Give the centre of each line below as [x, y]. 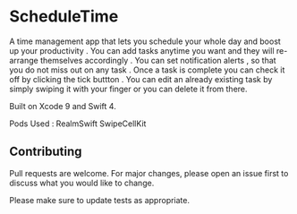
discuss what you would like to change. [82, 183]
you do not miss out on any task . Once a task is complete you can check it [147, 70]
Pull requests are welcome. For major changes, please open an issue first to [149, 173]
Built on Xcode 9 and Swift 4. [63, 106]
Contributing [46, 152]
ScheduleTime [64, 17]
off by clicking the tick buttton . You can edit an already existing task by [141, 79]
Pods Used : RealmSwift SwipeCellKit [78, 124]
